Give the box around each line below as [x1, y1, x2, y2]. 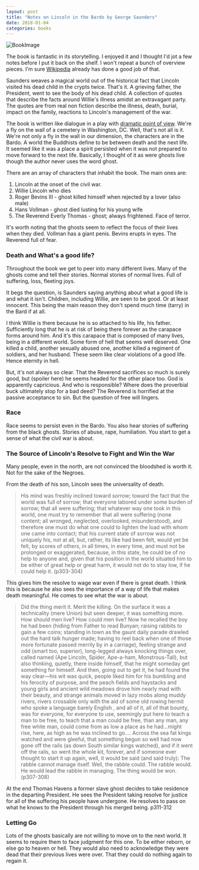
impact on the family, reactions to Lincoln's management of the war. [6, 109, 172, 116]
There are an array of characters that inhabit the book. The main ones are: [6, 170, 187, 177]
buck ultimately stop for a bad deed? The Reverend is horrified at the [6, 387, 175, 394]
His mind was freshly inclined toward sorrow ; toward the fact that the [20, 492, 190, 499]
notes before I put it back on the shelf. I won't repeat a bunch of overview [6, 59, 185, 66]
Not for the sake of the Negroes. [6, 469, 85, 476]
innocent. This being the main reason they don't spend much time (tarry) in [6, 301, 190, 308]
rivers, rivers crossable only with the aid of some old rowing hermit [20, 698, 184, 705]
